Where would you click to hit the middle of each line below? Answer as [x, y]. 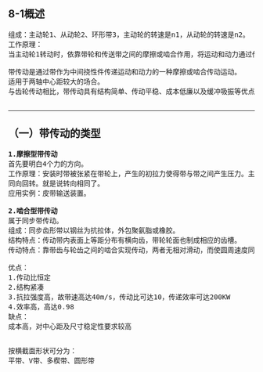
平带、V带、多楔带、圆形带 [52, 360]
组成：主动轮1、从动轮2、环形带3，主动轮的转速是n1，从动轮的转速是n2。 [129, 34]
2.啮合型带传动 [33, 211]
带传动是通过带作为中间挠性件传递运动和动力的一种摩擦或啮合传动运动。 [124, 72]
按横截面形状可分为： [42, 350]
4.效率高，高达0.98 [41, 307]
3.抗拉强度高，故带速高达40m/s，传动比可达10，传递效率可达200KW [119, 297]
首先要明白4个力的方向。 [48, 164]
